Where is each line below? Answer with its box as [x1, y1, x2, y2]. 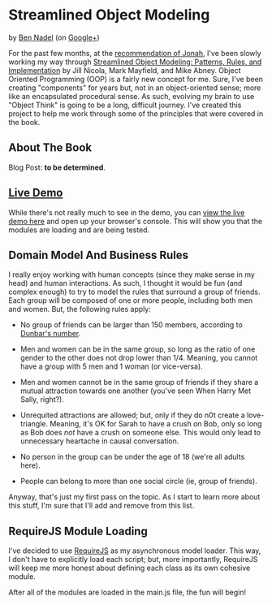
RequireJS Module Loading [8, 524, 148, 538]
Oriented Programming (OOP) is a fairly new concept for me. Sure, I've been [8, 74, 264, 84]
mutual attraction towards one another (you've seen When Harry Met [19, 386, 252, 395]
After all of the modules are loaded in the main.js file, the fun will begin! [8, 587, 247, 598]
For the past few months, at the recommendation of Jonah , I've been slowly [8, 48, 261, 58]
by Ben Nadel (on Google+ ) [8, 32, 100, 42]
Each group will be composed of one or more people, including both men [8, 296, 253, 305]
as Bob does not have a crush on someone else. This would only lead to [19, 428, 261, 438]
